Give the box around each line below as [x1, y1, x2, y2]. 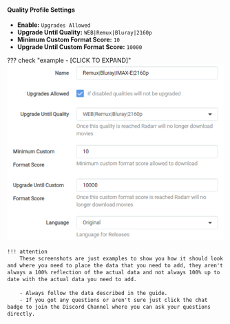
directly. [7, 310, 36, 317]
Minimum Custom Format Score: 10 [17, 35, 121, 44]
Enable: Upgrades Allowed [17, 21, 91, 29]
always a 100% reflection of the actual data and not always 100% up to [7, 269, 220, 276]
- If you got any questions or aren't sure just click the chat [19, 296, 208, 303]
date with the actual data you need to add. [7, 276, 137, 283]
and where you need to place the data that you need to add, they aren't [7, 262, 224, 269]
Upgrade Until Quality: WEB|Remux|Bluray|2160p [17, 28, 153, 37]
